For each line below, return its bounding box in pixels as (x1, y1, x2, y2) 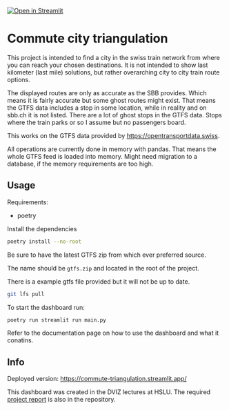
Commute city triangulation (7, 31, 168, 46)
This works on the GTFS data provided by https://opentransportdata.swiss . (7, 131, 220, 139)
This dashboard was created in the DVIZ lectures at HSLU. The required (7, 388, 211, 396)
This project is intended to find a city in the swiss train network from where (7, 53, 221, 61)
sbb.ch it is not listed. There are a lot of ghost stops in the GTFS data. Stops (7, 110, 222, 119)
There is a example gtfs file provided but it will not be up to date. (7, 277, 190, 286)
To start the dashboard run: (7, 303, 85, 311)
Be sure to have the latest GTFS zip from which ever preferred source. (7, 251, 207, 259)
